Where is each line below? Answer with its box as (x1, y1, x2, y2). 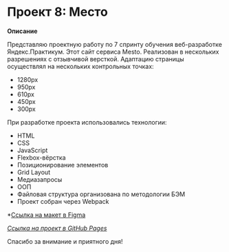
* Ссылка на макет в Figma (7, 211, 86, 219)
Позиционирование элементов (17, 160, 109, 169)
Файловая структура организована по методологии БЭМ (17, 190, 186, 198)
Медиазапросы (17, 175, 63, 183)
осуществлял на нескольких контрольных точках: (7, 62, 154, 70)
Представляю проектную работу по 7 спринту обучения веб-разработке (7, 40, 222, 48)
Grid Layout (17, 168, 50, 176)
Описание (7, 27, 38, 35)
